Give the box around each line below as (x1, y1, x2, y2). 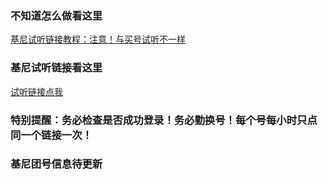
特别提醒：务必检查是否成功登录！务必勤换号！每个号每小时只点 (10, 113, 318, 127)
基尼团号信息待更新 (10, 157, 103, 171)
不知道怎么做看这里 (10, 8, 103, 22)
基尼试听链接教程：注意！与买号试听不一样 (10, 33, 186, 46)
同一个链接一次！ (10, 128, 93, 142)
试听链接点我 (10, 85, 63, 97)
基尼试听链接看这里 (10, 61, 103, 75)
